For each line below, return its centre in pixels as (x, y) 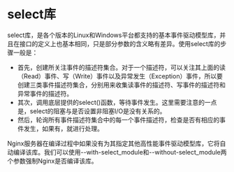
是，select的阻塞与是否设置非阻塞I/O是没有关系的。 (92, 111)
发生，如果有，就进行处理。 (63, 128)
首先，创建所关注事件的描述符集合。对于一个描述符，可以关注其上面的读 (121, 67)
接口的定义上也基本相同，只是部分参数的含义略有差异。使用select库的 (120, 43)
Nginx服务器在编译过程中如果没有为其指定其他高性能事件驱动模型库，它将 (114, 143)
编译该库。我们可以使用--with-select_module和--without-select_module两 (120, 152)
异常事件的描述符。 (45, 93)
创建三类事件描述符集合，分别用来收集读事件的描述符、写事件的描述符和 (121, 85)
